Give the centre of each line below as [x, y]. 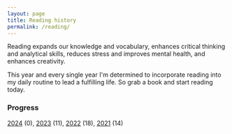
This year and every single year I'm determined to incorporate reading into [114, 75]
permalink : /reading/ [39, 27]
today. [16, 90]
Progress [23, 107]
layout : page [26, 14]
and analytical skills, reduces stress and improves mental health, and [106, 54]
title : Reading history [42, 20]
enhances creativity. [36, 61]
